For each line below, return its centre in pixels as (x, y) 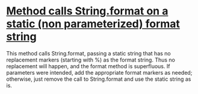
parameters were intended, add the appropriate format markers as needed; (99, 72)
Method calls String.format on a (87, 11)
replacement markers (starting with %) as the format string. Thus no (91, 60)
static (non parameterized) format (93, 24)
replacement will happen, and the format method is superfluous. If (88, 66)
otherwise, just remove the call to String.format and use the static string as (99, 79)
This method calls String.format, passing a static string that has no (88, 53)
